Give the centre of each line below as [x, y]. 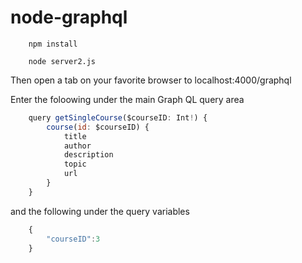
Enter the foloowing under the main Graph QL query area [127, 99]
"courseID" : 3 [73, 239]
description [88, 155]
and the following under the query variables [100, 211]
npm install [53, 44]
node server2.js [62, 61]
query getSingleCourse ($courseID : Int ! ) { [118, 117]
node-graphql [69, 17]
